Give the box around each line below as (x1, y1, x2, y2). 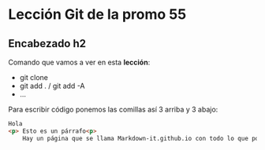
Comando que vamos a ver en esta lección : (8, 57, 151, 67)
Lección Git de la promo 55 (8, 5, 187, 24)
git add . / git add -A (19, 81, 85, 90)
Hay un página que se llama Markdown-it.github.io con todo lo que (22, 134, 248, 142)
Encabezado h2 (8, 37, 87, 50)
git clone (19, 73, 49, 82)
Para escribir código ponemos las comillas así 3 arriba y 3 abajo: (8, 104, 218, 114)
